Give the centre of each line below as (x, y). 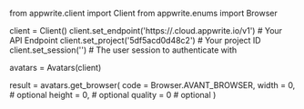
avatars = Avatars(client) (56, 68)
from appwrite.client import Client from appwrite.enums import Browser (143, 13)
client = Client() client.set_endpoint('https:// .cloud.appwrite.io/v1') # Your (146, 30)
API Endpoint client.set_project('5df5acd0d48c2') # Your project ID (135, 40)
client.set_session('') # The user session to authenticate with (123, 50)
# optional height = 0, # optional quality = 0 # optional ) (113, 95)
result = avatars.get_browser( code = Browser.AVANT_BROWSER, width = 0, (152, 85)
